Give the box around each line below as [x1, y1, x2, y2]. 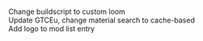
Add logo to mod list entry [8, 24, 95, 33]
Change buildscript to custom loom [8, 7, 125, 16]
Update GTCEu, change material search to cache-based [8, 15, 196, 25]
